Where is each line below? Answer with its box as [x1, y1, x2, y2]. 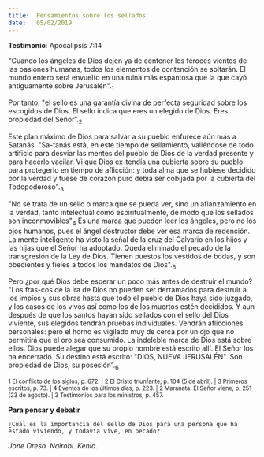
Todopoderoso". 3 [8, 182, 65, 193]
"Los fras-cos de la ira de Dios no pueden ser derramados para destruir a [8, 285, 247, 295]
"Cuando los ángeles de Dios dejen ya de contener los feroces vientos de [8, 56, 247, 65]
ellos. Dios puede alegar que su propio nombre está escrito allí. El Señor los [8, 344, 254, 353]
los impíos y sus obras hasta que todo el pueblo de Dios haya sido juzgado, [8, 293, 253, 303]
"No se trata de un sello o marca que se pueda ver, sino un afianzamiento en [8, 199, 257, 209]
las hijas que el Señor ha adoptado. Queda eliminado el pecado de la [8, 243, 231, 252]
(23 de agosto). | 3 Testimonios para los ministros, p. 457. [8, 392, 164, 399]
